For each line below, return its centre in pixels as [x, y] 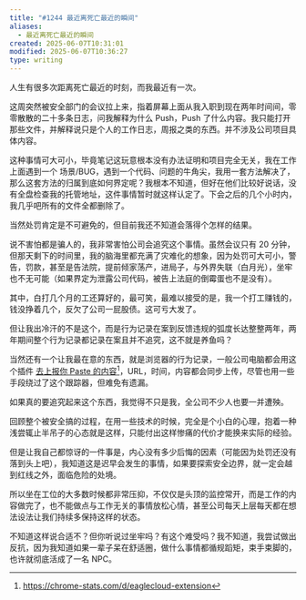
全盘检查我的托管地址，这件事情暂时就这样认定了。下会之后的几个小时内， [157, 194]
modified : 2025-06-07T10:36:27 [69, 52]
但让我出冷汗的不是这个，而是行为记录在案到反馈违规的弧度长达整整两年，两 [153, 328]
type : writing [36, 60]
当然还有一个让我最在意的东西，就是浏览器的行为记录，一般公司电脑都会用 [149, 359]
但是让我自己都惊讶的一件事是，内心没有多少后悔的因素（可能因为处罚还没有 [153, 452]
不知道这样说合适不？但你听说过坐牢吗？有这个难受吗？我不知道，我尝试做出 [153, 536]
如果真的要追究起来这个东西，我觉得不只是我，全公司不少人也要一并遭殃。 [149, 402]
